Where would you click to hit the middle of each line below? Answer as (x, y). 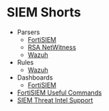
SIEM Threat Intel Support (55, 100)
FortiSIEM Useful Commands (59, 92)
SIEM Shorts (44, 12)
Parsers (28, 32)
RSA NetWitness (52, 47)
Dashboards (35, 77)
